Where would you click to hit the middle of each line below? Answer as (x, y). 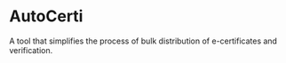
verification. (31, 50)
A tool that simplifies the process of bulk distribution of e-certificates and (143, 41)
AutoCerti (46, 16)
